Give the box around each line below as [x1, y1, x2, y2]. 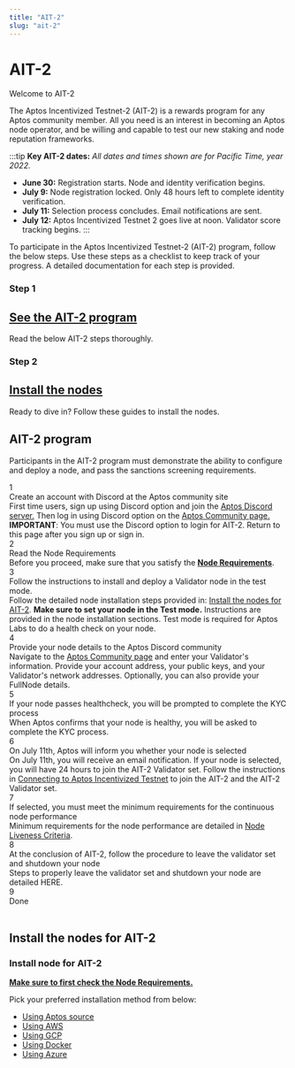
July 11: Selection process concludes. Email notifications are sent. [21, 205, 262, 217]
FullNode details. [9, 679, 71, 690]
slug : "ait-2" [9, 21, 62, 30]
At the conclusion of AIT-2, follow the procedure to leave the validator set [9, 849, 276, 859]
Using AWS [21, 1021, 64, 1032]
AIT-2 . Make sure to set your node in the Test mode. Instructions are [9, 603, 261, 615]
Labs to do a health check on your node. [9, 623, 156, 634]
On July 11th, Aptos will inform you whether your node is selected [9, 745, 247, 756]
